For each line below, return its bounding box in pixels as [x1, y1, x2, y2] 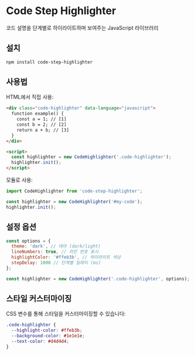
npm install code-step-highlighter [6, 59, 93, 65]
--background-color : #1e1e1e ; [11, 333, 85, 339]
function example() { [11, 110, 64, 117]
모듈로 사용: [6, 176, 33, 183]
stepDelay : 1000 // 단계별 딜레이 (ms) [11, 260, 101, 266]
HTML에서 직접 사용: [6, 93, 54, 101]
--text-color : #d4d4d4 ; [11, 339, 69, 344]
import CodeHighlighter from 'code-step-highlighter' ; [6, 188, 143, 195]
